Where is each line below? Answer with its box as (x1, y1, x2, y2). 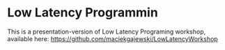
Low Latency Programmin (7, 5, 158, 21)
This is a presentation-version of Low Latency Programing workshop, (7, 27, 206, 36)
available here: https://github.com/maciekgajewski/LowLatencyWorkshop (7, 34, 218, 42)
